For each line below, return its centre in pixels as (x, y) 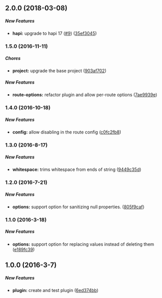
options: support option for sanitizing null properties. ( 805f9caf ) (78, 207)
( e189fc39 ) (23, 249)
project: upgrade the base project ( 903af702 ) (59, 71)
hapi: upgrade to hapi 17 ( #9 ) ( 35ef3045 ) (54, 33)
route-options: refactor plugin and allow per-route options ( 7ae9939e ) (85, 95)
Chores (13, 58)
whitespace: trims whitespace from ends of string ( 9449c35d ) (77, 169)
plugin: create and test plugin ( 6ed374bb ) (55, 291)
